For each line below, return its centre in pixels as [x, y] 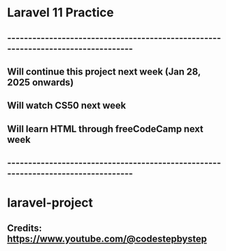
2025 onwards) [40, 82]
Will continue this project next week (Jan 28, [104, 71]
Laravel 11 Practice [60, 13]
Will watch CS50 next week [67, 106]
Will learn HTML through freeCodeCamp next [105, 129]
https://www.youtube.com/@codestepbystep [107, 238]
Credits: [25, 228]
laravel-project [50, 203]
